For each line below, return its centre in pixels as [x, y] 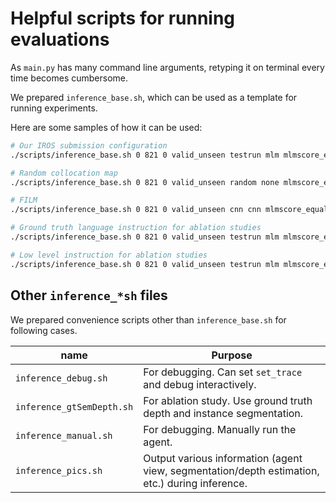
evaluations [60, 39]
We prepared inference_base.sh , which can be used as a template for [154, 97]
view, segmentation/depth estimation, [231, 470]
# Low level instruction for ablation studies [109, 255]
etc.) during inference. [195, 483]
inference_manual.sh [64, 435]
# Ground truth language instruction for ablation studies [136, 228]
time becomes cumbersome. [69, 78]
